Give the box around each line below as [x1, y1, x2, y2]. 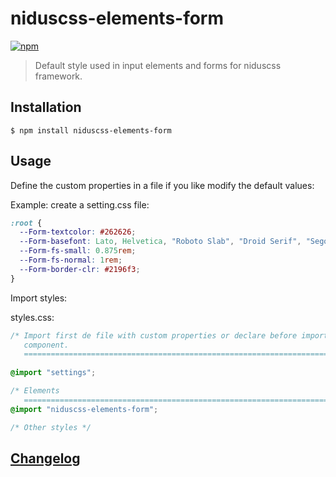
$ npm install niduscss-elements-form [10, 125, 172, 136]
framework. [34, 70, 83, 82]
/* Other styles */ [10, 422, 92, 432]
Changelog [10, 450, 81, 467]
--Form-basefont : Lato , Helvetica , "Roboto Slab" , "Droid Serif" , [19, 237, 302, 247]
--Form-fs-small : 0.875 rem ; [19, 246, 137, 256]
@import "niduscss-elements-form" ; [10, 404, 159, 414]
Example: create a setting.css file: [10, 198, 150, 211]
